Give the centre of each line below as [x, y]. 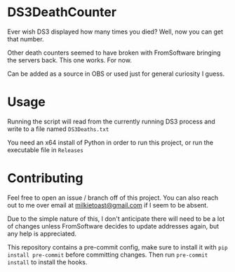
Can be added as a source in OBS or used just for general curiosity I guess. [116, 74]
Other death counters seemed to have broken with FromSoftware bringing [114, 53]
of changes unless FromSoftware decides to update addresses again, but [113, 226]
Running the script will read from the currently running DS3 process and [111, 121]
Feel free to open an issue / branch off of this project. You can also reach [113, 198]
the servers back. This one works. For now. [69, 60]
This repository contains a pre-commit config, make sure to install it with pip [117, 247]
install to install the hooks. [47, 262]
